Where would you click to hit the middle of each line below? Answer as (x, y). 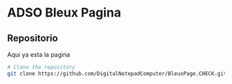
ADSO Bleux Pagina (64, 13)
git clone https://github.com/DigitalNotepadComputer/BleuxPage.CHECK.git (117, 74)
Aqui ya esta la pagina (39, 54)
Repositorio (33, 38)
